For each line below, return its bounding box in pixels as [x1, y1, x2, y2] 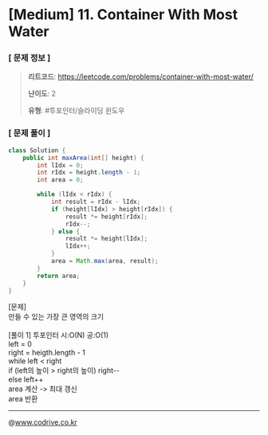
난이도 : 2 [27, 89, 56, 99]
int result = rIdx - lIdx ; [50, 198, 141, 206]
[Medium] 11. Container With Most [8, 6, 238, 24]
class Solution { [8, 146, 66, 155]
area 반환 [8, 394, 38, 404]
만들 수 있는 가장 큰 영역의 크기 [8, 312, 104, 322]
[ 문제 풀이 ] [8, 127, 51, 139]
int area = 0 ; [37, 176, 84, 184]
